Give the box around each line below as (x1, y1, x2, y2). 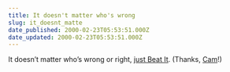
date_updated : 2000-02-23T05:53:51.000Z (8, 33, 143, 41)
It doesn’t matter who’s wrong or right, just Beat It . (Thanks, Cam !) (8, 55, 223, 64)
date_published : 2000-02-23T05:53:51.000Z (8, 26, 150, 34)
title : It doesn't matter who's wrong (8, 11, 135, 20)
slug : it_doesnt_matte (8, 19, 83, 27)
